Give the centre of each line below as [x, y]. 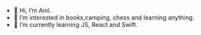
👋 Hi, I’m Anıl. [32, 10]
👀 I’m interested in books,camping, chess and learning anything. [104, 17]
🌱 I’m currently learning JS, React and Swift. [76, 25]
